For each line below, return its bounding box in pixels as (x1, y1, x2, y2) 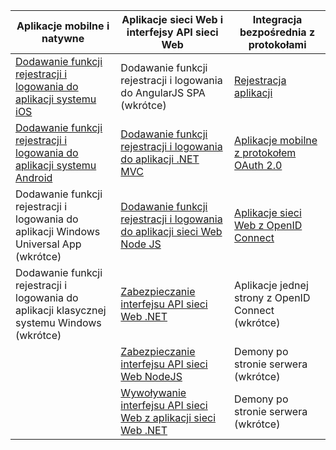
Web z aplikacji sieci (120, 411, 217, 424)
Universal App (15, 237, 82, 251)
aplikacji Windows (15, 225, 101, 238)
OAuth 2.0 (234, 159, 283, 172)
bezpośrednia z (239, 25, 316, 39)
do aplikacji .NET (120, 152, 200, 166)
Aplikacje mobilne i (16, 19, 110, 33)
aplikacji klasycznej (15, 304, 107, 317)
